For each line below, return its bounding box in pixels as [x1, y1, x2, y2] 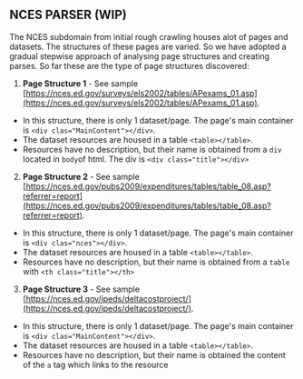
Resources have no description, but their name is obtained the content [22, 349, 286, 360]
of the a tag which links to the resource [22, 359, 170, 370]
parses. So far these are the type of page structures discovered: [9, 60, 249, 71]
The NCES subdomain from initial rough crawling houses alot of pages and [9, 31, 288, 42]
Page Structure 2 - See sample [22, 171, 141, 182]
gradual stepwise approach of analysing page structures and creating [9, 50, 270, 62]
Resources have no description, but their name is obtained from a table [22, 256, 290, 267]
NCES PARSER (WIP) [9, 7, 127, 23]
